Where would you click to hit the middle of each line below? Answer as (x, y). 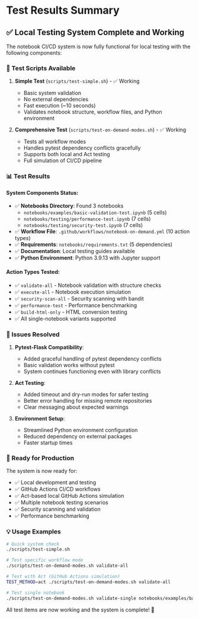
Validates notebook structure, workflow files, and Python (93, 112)
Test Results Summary (63, 10)
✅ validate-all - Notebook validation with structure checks (88, 285)
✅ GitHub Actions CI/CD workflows (57, 489)
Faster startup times (48, 443)
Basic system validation (52, 93)
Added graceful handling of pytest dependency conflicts (92, 359)
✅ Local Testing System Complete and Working (95, 32)
